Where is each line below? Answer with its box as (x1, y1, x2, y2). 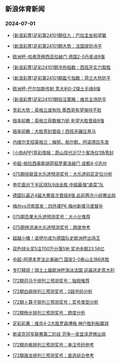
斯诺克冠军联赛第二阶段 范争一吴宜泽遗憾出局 (12, 331, 106, 337)
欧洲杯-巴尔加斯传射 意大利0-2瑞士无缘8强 (12, 85, 101, 91)
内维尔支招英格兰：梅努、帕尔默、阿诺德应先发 (12, 139, 109, 145)
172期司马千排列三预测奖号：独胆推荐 (12, 278, 90, 284)
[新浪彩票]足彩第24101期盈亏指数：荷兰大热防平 (12, 75, 111, 81)
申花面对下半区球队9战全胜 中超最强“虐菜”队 (12, 181, 104, 187)
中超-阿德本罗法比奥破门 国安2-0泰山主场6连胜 (12, 256, 109, 262)
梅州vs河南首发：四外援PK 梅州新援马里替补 (12, 203, 103, 209)
